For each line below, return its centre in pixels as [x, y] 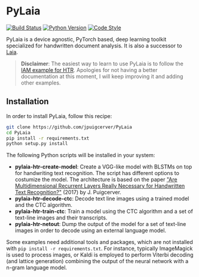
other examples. [41, 83]
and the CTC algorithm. [44, 205]
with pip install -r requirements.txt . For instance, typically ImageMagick [99, 249]
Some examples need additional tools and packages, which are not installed [99, 242]
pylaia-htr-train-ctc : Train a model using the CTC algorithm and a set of [104, 212]
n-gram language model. [37, 267]
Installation [27, 102]
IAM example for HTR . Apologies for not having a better [89, 70]
